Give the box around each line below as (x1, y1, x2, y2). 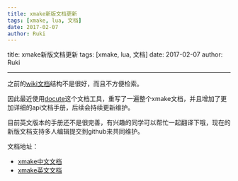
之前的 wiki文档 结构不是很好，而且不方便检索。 (7, 79, 143, 88)
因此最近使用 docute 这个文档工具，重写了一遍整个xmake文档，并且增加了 (7, 95, 221, 103)
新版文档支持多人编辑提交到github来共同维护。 (7, 127, 144, 136)
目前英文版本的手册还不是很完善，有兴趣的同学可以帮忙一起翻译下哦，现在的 (7, 118, 231, 127)
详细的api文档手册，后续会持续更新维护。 (13, 103, 135, 112)
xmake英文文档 (17, 166, 62, 175)
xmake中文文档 (17, 157, 62, 166)
